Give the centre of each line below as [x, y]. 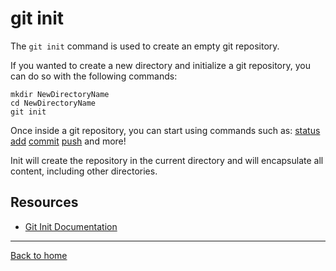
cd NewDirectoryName [53, 103]
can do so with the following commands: [94, 76]
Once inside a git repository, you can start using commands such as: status [165, 130]
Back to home [39, 255]
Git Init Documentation [71, 226]
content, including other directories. [84, 171]
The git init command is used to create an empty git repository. [145, 46]
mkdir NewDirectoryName [60, 94]
